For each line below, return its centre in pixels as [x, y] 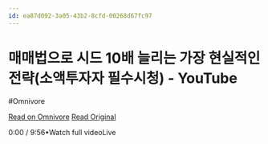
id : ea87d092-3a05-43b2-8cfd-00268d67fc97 [80, 16]
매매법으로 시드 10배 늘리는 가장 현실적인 [134, 58]
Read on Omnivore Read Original [62, 117]
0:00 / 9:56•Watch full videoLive [62, 132]
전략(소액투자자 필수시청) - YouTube [123, 78]
